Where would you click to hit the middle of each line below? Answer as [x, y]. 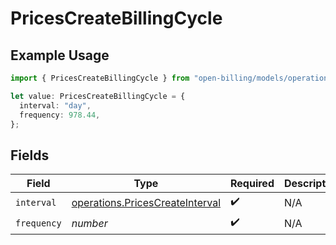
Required [252, 184]
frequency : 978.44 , [60, 115]
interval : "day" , [55, 105]
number [89, 223]
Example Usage [60, 55]
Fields [30, 155]
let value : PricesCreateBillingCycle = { [98, 96]
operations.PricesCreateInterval [146, 202]
